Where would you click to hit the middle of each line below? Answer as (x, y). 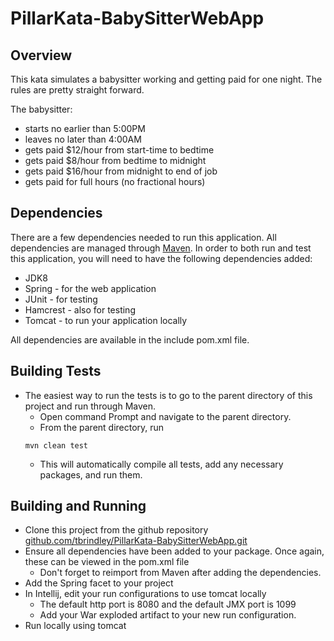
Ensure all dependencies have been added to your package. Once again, (174, 551)
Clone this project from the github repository (116, 530)
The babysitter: (41, 109)
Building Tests (56, 371)
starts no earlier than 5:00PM (85, 128)
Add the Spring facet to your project (99, 583)
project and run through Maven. (90, 406)
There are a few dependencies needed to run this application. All (143, 237)
